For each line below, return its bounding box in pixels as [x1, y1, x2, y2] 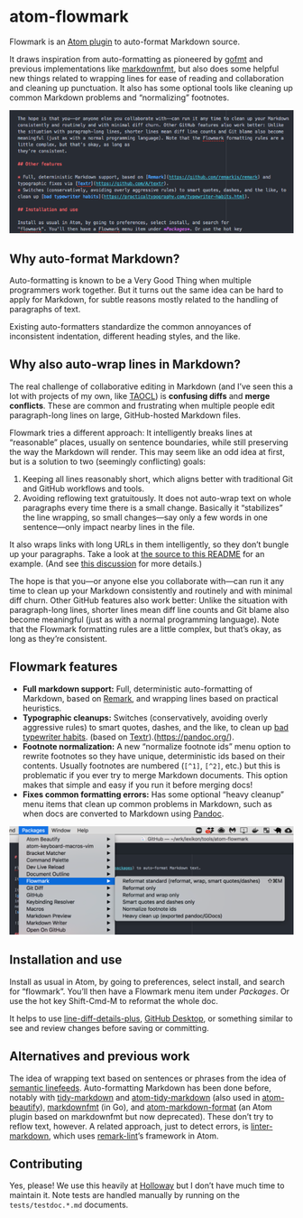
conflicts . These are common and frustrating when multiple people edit [9, 400, 275, 411]
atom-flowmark [9, 6, 129, 27]
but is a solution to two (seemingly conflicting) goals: [9, 456, 206, 467]
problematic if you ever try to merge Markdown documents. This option [22, 769, 289, 780]
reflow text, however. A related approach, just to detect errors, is [9, 1120, 250, 1131]
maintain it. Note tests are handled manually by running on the [9, 1190, 241, 1201]
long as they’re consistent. [9, 633, 108, 644]
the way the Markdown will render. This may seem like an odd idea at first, [9, 446, 286, 457]
